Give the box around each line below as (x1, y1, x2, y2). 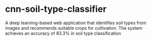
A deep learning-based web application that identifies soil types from (5, 20, 147, 26)
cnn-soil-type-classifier (5, 3, 107, 15)
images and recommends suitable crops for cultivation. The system (5, 25, 143, 31)
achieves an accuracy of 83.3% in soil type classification (5, 30, 121, 36)
